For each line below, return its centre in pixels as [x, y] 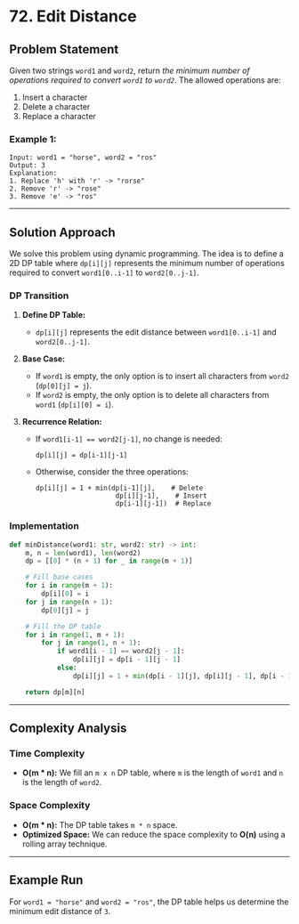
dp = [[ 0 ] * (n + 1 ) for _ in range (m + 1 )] [109, 561]
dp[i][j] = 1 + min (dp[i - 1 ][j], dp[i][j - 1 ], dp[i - [178, 676]
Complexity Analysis [68, 729]
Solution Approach [62, 232]
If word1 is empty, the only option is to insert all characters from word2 [162, 377]
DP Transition [39, 296]
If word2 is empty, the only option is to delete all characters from [152, 395]
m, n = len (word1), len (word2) [83, 553]
